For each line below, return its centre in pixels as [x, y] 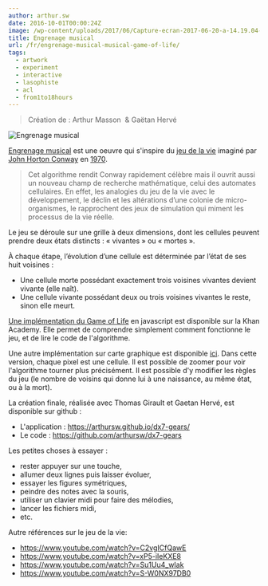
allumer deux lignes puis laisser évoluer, [85, 474]
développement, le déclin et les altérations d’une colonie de [126, 200]
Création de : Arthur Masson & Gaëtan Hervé [102, 120]
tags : [17, 53]
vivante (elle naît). [49, 289]
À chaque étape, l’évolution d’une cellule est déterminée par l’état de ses [128, 257]
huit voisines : [31, 265]
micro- [236, 200]
